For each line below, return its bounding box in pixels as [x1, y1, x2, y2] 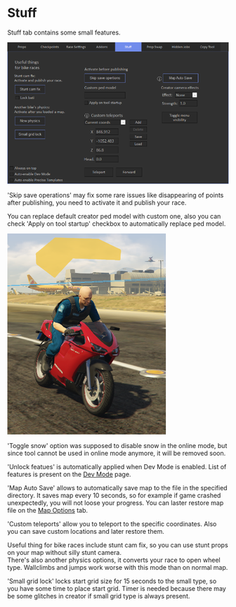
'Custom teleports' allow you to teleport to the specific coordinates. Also [7, 520, 217, 528]
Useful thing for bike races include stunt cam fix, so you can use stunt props [7, 541, 228, 549]
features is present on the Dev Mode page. [7, 470, 131, 479]
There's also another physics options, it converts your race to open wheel [7, 556, 221, 564]
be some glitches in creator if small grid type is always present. [7, 592, 190, 601]
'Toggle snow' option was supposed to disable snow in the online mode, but [7, 442, 228, 450]
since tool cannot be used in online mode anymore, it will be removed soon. [7, 449, 226, 458]
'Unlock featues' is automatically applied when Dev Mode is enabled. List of [7, 463, 227, 471]
